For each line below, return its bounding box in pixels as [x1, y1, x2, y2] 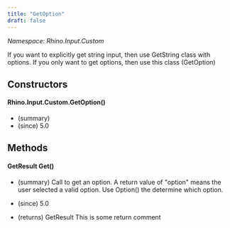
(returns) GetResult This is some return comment [17, 212, 161, 221]
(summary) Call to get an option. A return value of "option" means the [17, 178, 221, 186]
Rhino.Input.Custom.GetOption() [7, 98, 106, 107]
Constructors [7, 78, 68, 90]
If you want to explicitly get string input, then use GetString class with [7, 50, 211, 59]
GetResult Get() [7, 162, 55, 170]
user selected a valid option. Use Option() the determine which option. [17, 185, 224, 194]
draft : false [7, 17, 46, 24]
